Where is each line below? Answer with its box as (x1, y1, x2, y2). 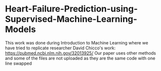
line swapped (5, 60, 32, 66)
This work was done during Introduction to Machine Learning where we (5, 40, 148, 45)
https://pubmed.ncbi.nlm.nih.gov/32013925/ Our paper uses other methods (5, 50, 156, 56)
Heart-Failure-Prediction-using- (5, 3, 138, 14)
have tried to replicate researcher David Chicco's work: (5, 45, 116, 51)
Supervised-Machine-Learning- (5, 14, 138, 25)
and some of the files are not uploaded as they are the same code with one (5, 55, 156, 61)
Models (5, 24, 36, 35)
